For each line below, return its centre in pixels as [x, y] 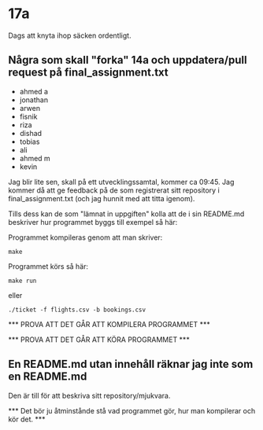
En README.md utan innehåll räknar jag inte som [131, 364]
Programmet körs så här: [48, 266]
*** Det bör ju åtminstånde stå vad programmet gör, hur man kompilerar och [132, 410]
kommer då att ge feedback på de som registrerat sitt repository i [114, 190]
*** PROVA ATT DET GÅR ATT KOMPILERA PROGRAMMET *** [109, 324]
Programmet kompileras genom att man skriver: [85, 237]
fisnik [28, 116]
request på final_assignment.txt [89, 73]
